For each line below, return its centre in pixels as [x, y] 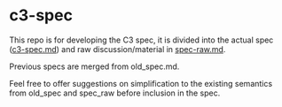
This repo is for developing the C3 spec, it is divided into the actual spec [141, 40]
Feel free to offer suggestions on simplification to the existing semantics [141, 83]
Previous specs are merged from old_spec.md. [94, 66]
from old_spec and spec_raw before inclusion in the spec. [115, 93]
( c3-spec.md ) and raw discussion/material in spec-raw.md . [117, 49]
